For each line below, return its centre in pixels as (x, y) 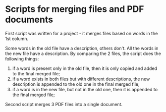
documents (29, 20)
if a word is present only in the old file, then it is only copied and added (85, 68)
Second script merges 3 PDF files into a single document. (64, 104)
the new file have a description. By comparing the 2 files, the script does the (83, 54)
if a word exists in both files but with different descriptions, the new (81, 79)
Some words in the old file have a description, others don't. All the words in (82, 48)
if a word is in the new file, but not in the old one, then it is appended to (85, 89)
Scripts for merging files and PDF (75, 9)
